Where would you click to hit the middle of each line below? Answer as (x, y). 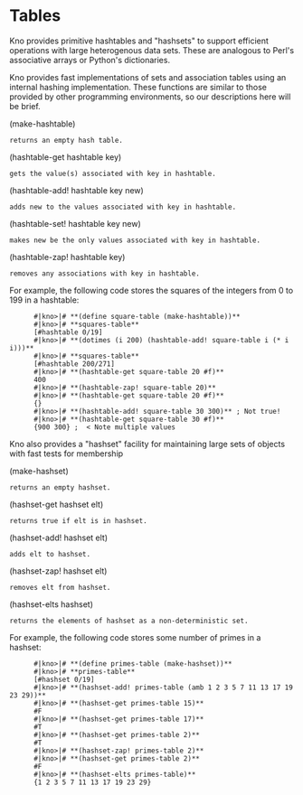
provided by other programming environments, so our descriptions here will (150, 97)
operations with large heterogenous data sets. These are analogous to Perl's (152, 50)
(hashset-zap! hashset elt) (58, 571)
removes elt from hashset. (60, 587)
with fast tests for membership (66, 454)
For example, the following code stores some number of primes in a (135, 637)
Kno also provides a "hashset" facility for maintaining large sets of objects (147, 444)
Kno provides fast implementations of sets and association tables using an (148, 77)
